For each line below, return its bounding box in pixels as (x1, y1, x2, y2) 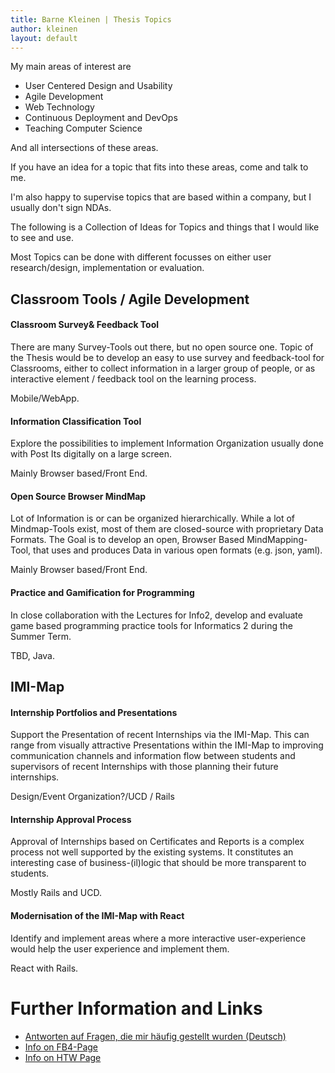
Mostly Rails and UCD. (10, 887, 102, 899)
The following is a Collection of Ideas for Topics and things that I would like (10, 221, 320, 233)
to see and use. (10, 232, 74, 244)
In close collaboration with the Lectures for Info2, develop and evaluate (10, 609, 303, 621)
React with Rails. (10, 962, 79, 974)
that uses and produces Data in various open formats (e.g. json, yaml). (33, 544, 323, 556)
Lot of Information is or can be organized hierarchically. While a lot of (10, 512, 296, 525)
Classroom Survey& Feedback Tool (10, 319, 160, 331)
